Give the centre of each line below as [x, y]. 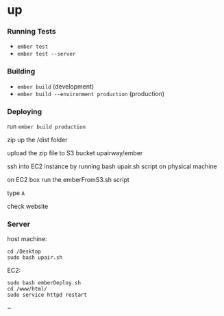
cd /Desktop [24, 252]
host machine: [27, 239]
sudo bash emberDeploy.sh [44, 283]
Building [21, 71]
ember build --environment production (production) [91, 93]
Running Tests [32, 32]
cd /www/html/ [27, 289]
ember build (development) [55, 86]
